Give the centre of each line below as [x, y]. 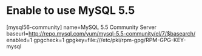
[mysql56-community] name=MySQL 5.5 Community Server [81, 27]
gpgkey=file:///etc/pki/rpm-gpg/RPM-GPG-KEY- [126, 40]
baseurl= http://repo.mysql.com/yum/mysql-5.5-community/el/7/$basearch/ [101, 33]
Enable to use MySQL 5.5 [71, 11]
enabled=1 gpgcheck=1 [35, 40]
